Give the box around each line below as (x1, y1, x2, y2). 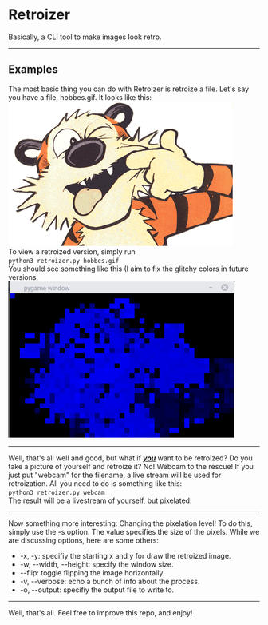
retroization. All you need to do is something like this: (8, 478, 183, 488)
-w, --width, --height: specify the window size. (19, 559, 174, 569)
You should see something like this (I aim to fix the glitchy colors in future (8, 264, 249, 273)
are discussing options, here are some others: (8, 535, 160, 545)
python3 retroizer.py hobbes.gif (8, 257, 120, 265)
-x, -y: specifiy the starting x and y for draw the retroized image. (19, 551, 231, 560)
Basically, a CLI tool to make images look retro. (8, 32, 162, 42)
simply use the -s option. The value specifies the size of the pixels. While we (8, 527, 260, 536)
